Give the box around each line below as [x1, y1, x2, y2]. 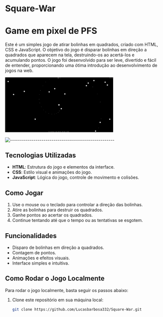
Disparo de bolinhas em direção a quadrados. [12, 244, 104, 250]
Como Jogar [5, 189, 44, 197]
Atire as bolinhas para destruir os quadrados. [12, 207, 103, 213]
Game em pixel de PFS [5, 25, 97, 37]
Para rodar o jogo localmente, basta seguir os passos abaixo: [5, 287, 129, 293]
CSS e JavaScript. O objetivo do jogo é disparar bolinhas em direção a [5, 47, 147, 53]
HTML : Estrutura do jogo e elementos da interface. [12, 164, 115, 170]
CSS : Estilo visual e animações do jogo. [12, 170, 92, 175]
